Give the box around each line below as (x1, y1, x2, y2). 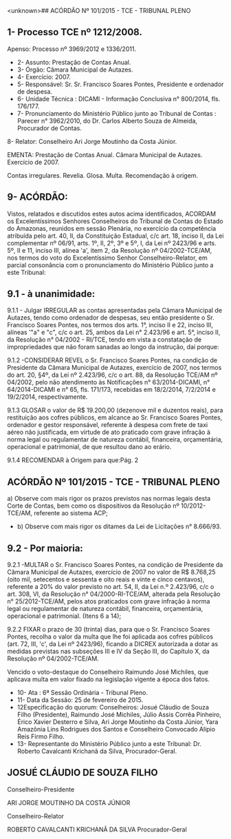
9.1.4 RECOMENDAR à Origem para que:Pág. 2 (7, 456, 139, 464)
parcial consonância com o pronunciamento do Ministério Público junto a (7, 260, 214, 269)
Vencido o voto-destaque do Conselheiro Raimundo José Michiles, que (7, 668, 209, 676)
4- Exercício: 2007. (16, 72, 71, 81)
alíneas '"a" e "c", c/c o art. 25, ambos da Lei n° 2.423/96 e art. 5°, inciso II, (7, 328, 221, 337)
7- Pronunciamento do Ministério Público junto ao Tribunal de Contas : (16, 109, 217, 117)
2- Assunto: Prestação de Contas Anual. (16, 58, 131, 66)
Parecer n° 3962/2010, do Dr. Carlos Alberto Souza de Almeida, (16, 116, 198, 125)
